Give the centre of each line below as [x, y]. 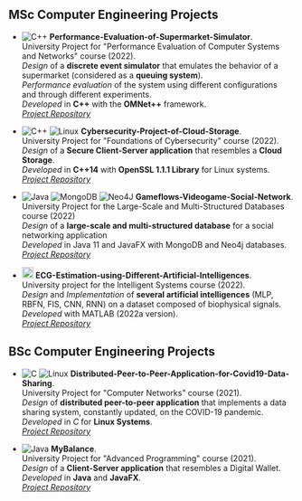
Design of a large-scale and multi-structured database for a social [148, 225]
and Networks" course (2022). [79, 56]
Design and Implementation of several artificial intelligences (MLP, [147, 294]
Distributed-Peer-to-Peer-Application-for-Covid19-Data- [180, 373]
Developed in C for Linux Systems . [87, 421]
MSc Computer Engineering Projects [113, 15]
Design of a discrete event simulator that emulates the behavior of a [150, 65]
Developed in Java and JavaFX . [81, 477]
